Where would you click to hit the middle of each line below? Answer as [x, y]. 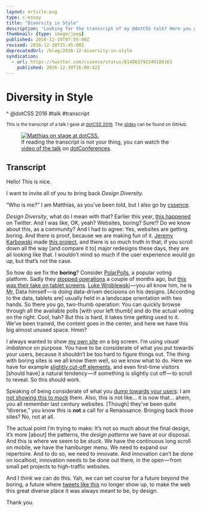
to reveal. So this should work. [43, 380]
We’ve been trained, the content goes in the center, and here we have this [97, 323]
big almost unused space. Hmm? [47, 330]
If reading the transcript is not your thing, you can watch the [95, 142]
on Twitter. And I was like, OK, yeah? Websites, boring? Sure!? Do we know [98, 223]
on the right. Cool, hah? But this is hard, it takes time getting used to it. [93, 317]
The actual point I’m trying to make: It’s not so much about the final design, [98, 428]
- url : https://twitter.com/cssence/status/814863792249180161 [92, 62]
